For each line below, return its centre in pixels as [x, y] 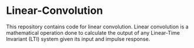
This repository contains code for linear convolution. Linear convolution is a [98, 27]
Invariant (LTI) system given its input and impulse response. [78, 39]
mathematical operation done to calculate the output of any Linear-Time [93, 32]
